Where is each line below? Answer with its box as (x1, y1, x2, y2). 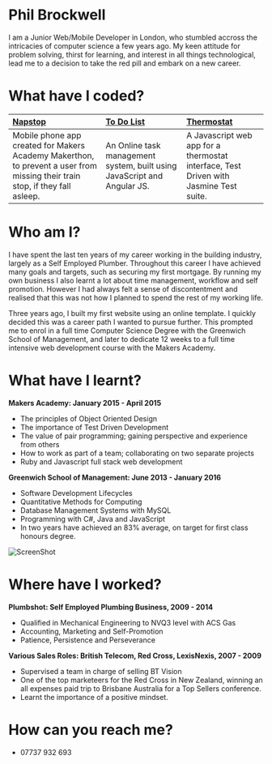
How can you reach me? (8, 720, 174, 739)
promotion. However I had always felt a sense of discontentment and (8, 284, 238, 293)
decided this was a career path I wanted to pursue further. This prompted (8, 317, 253, 327)
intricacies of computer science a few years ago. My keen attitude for (8, 41, 240, 50)
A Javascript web (185, 130, 253, 141)
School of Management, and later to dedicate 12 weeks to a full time (8, 334, 236, 344)
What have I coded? (8, 87, 145, 105)
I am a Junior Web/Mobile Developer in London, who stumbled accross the (8, 32, 257, 42)
